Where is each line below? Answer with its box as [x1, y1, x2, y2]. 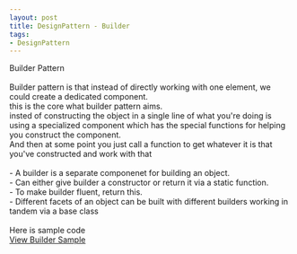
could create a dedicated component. [9, 92, 148, 102]
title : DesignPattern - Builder [9, 22, 130, 31]
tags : [9, 30, 30, 39]
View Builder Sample [9, 234, 86, 245]
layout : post [9, 13, 58, 22]
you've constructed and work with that [9, 149, 153, 160]
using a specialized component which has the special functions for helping [9, 120, 286, 131]
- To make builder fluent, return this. [9, 187, 144, 197]
